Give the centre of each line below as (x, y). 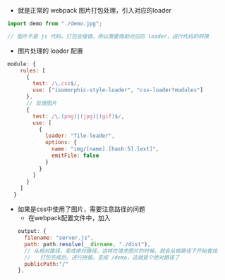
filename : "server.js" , (59, 238)
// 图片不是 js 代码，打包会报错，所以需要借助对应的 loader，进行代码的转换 (108, 36)
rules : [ (33, 70)
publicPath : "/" (47, 264)
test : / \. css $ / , (56, 84)
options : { (61, 143)
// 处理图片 (41, 103)
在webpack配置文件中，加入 (69, 218)
